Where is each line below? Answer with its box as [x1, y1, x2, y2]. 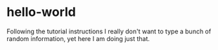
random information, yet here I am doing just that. [6, 34, 150, 42]
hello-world [6, 4, 77, 20]
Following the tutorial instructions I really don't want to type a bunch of [6, 27, 212, 35]
